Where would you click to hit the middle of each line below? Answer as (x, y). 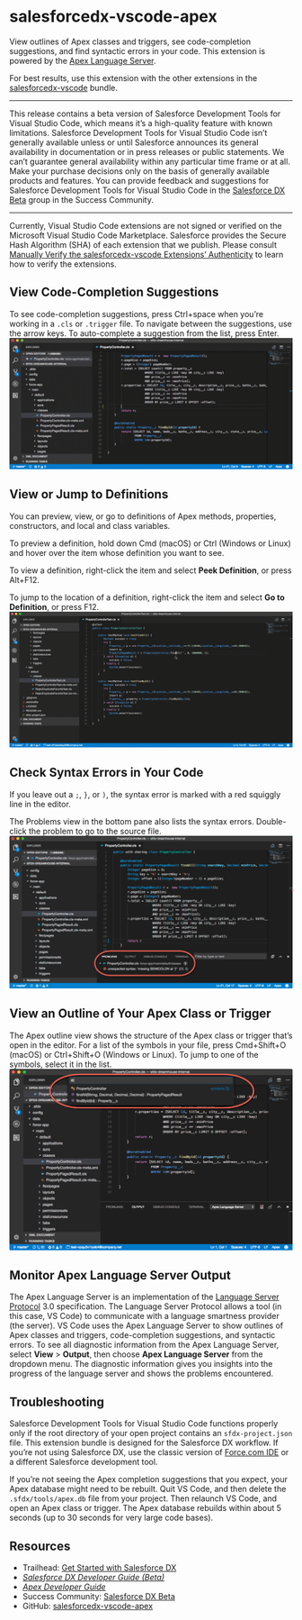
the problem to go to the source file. (95, 831)
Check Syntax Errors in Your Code (107, 773)
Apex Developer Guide (64, 1587)
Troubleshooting (57, 1402)
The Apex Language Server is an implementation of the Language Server (145, 1297)
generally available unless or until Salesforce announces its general (134, 142)
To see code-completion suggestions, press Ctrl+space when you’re (136, 314)
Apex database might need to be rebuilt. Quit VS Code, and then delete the (148, 1489)
